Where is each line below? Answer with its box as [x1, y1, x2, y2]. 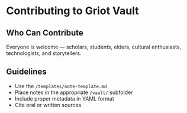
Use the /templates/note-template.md [14, 82, 107, 89]
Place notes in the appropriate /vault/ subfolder [14, 89, 133, 96]
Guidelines [6, 67, 47, 77]
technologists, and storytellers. [6, 50, 82, 57]
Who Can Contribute [6, 28, 84, 38]
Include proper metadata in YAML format [14, 95, 114, 102]
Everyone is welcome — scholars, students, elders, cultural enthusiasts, [6, 43, 182, 50]
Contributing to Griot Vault [6, 4, 139, 18]
